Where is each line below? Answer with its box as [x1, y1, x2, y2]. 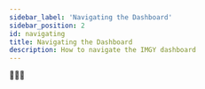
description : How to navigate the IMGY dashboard [9, 46, 197, 55]
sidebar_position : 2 [9, 21, 86, 30]
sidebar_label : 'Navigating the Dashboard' [9, 12, 173, 22]
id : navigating [9, 29, 66, 38]
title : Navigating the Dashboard [9, 37, 133, 47]
